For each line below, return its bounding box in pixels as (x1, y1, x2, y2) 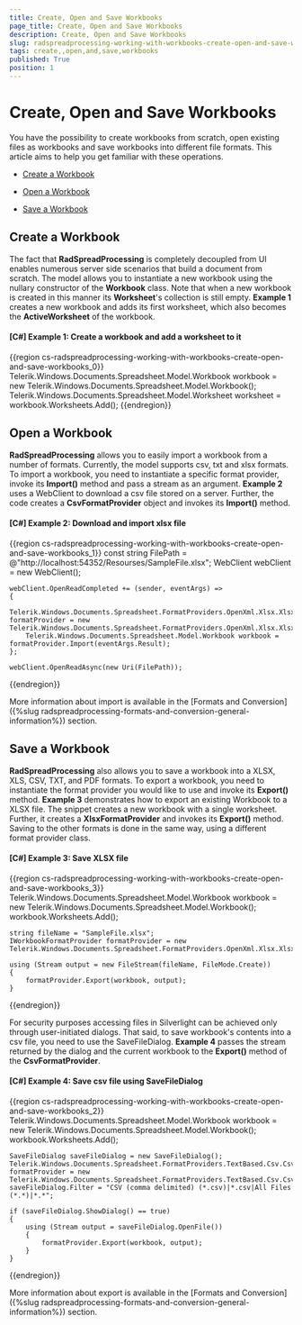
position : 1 (9, 64, 54, 73)
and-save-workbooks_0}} (9, 361, 105, 372)
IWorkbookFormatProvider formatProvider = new (9, 936, 187, 946)
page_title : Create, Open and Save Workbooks (9, 22, 182, 31)
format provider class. (9, 832, 92, 843)
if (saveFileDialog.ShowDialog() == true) (9, 1207, 171, 1216)
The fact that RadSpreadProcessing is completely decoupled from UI (9, 253, 267, 264)
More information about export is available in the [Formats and (9, 1287, 240, 1298)
